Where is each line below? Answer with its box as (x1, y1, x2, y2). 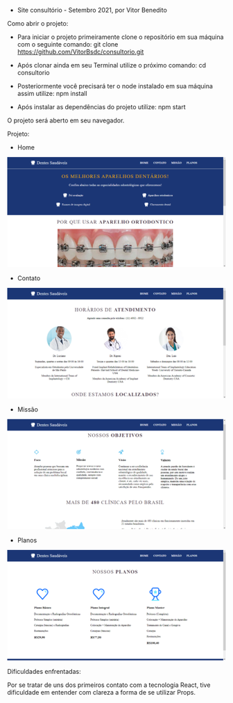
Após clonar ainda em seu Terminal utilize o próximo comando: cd (17, 61, 207, 69)
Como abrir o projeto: (7, 19, 69, 27)
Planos (17, 536, 37, 544)
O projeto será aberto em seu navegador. (7, 116, 125, 124)
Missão (17, 405, 38, 413)
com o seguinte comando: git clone (17, 40, 119, 48)
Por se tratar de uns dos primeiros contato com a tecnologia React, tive (7, 681, 211, 689)
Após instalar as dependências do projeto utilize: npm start (17, 103, 186, 111)
